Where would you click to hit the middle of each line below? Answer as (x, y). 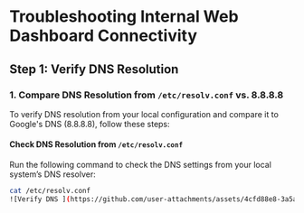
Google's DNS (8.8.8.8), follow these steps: (90, 124)
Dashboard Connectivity (103, 36)
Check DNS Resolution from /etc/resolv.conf (96, 144)
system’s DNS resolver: (53, 174)
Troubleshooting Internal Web (124, 17)
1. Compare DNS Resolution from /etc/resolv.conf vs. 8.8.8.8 (147, 95)
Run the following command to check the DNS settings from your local (140, 165)
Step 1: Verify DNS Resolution (94, 69)
